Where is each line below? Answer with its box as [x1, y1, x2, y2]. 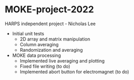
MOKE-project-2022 [5, 4, 94, 15]
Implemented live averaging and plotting [19, 57, 105, 64]
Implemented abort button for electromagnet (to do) [19, 68, 129, 75]
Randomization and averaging [19, 47, 83, 53]
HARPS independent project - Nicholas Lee [5, 21, 96, 27]
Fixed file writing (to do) [19, 63, 71, 69]
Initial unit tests [12, 30, 44, 36]
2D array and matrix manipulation [19, 36, 91, 42]
